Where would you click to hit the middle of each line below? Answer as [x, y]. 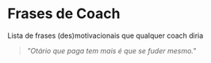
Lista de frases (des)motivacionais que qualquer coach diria [105, 35]
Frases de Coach [64, 14]
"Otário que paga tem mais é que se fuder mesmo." [111, 50]
